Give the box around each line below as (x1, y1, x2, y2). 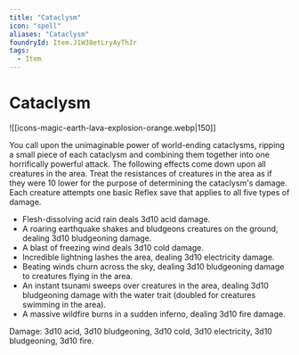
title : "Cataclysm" (9, 12, 82, 22)
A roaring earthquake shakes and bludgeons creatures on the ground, (21, 223, 279, 234)
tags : (9, 46, 29, 55)
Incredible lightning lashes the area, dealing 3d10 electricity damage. (21, 252, 275, 262)
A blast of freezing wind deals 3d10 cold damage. (21, 242, 205, 252)
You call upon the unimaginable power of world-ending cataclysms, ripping (9, 139, 285, 150)
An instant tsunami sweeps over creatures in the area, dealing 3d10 (21, 280, 269, 291)
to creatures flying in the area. (21, 270, 133, 281)
